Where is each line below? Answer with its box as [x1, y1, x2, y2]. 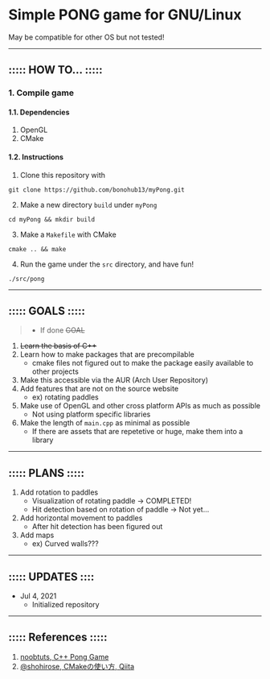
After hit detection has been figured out [31, 522, 163, 532]
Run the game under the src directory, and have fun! [19, 259, 194, 269]
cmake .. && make [8, 245, 67, 253]
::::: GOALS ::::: [8, 304, 86, 318]
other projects [31, 366, 79, 376]
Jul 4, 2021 [19, 591, 57, 601]
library [31, 435, 54, 445]
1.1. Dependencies [8, 107, 70, 117]
